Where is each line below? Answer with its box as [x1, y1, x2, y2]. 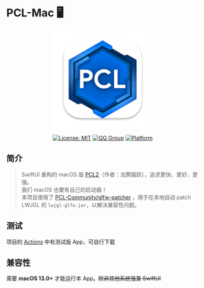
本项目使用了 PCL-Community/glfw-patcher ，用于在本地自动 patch [21, 194, 191, 201]
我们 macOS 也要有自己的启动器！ [21, 186, 107, 193]
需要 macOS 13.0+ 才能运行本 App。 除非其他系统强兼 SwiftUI [6, 275, 161, 282]
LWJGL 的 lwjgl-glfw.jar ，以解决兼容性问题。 [21, 201, 140, 208]
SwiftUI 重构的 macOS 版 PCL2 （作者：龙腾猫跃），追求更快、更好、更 [21, 170, 199, 178]
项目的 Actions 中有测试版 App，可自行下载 [6, 238, 115, 245]
